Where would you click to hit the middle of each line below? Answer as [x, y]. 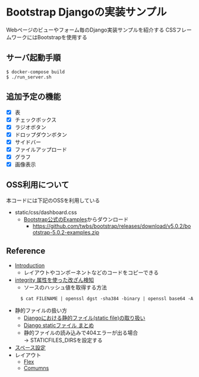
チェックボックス [36, 120]
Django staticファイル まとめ [59, 325]
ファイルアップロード [41, 149]
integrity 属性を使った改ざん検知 [54, 279]
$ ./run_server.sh [29, 77]
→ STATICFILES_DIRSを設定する [63, 340]
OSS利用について [38, 185]
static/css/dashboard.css [46, 212]
